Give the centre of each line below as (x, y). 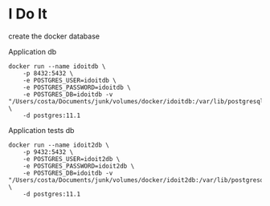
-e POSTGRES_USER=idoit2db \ (72, 159)
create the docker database (54, 36)
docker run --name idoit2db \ (59, 145)
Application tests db (41, 130)
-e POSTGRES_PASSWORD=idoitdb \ (77, 87)
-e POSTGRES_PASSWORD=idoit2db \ (79, 166)
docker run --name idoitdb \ (57, 66)
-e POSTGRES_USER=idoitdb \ (70, 80)
